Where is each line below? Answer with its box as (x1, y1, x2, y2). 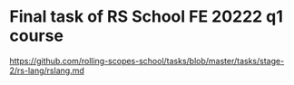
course (9, 25, 64, 46)
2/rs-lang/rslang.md (9, 65, 84, 76)
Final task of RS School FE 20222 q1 (9, 6, 284, 27)
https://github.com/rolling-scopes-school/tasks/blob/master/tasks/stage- (9, 55, 285, 66)
